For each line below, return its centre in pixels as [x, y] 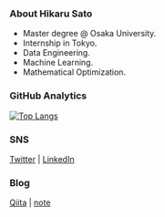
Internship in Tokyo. [60, 43]
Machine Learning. [58, 63]
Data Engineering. [57, 53]
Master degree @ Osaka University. [89, 34]
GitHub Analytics [48, 96]
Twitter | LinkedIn [42, 159]
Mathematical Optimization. [74, 72]
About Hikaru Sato [51, 14]
